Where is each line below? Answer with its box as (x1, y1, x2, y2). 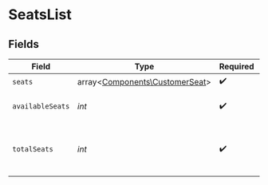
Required (219, 61, 254, 72)
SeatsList (8, 6, 72, 24)
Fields (8, 37, 40, 51)
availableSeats (12, 102, 70, 111)
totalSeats (12, 145, 53, 153)
